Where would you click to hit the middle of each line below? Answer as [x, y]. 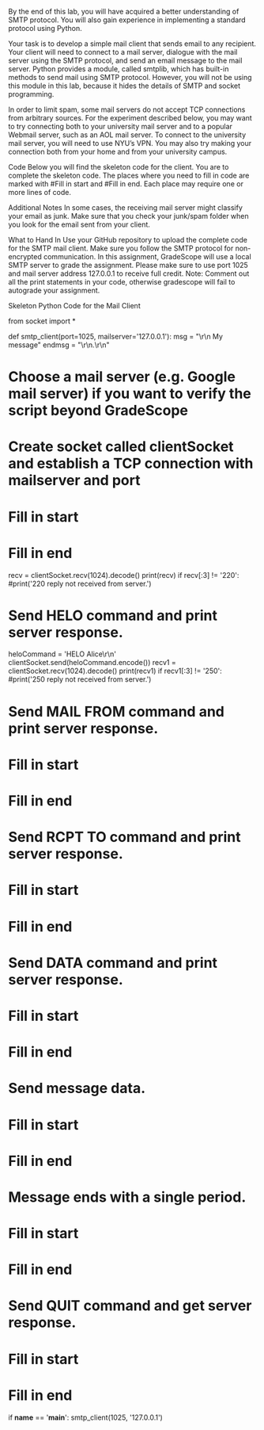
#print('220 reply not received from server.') [80, 583]
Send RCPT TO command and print [124, 837]
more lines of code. [40, 192]
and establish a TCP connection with [131, 464]
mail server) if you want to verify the [130, 394]
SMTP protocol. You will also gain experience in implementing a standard [127, 20]
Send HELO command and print [113, 616]
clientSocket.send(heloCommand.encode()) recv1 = [92, 663]
